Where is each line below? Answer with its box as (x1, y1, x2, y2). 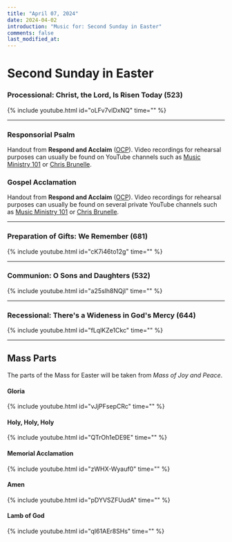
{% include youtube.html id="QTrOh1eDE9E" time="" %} (7, 433, 168, 442)
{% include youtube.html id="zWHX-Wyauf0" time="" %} (7, 465, 171, 473)
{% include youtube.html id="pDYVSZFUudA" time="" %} (7, 496, 171, 504)
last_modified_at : (7, 36, 60, 43)
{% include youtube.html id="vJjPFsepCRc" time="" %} (7, 402, 166, 411)
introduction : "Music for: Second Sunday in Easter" (7, 23, 162, 30)
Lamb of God (7, 512, 45, 520)
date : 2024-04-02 (7, 17, 57, 24)
